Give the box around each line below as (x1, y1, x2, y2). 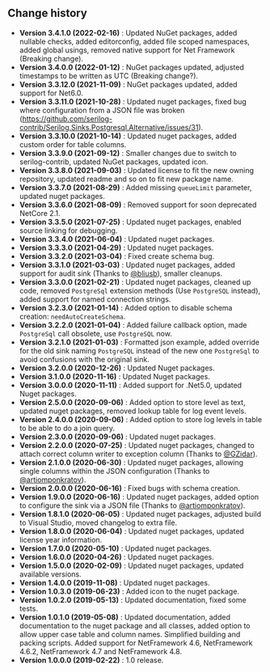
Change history (7, 6, 88, 20)
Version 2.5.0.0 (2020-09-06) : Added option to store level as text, (19, 397, 246, 407)
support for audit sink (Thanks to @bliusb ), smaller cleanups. (19, 268, 223, 278)
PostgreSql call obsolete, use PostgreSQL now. (19, 328, 173, 338)
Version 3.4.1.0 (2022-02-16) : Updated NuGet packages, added (19, 27, 238, 37)
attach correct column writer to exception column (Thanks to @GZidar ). (19, 449, 258, 459)
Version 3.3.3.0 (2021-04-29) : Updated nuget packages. (19, 243, 214, 252)
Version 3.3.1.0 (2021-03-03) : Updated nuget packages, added (19, 260, 235, 269)
